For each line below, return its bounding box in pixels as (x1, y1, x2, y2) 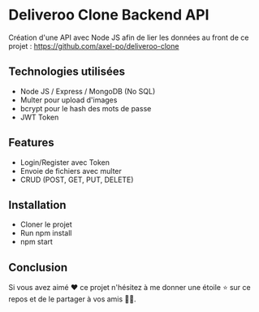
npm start (19, 237, 53, 247)
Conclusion (8, 260, 68, 274)
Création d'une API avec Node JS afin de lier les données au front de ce (8, 32, 249, 42)
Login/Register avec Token (19, 157, 110, 167)
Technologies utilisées (8, 65, 126, 79)
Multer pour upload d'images (19, 95, 118, 105)
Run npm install (19, 228, 72, 238)
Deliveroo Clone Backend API (8, 6, 209, 24)
